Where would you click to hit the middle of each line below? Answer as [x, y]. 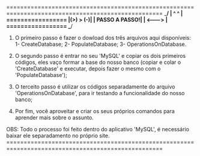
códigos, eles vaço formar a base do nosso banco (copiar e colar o [98, 62]
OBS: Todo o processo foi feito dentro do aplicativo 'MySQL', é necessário [98, 129]
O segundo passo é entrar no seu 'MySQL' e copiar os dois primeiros [100, 56]
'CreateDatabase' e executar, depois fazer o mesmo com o [88, 69]
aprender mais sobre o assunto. [54, 117]
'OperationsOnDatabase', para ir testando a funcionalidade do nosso [100, 93]
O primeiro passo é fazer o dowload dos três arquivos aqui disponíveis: [103, 38]
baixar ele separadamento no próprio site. [58, 136]
